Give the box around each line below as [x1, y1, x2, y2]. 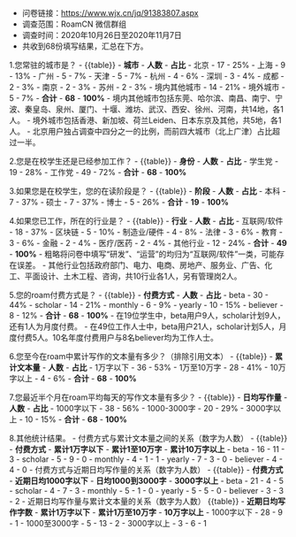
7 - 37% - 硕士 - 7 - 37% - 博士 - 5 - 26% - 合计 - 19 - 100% [9, 197, 230, 207]
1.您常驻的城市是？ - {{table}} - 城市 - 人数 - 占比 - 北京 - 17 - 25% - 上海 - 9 [9, 60, 285, 70]
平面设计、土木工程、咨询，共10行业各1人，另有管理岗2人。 [24, 271, 242, 281]
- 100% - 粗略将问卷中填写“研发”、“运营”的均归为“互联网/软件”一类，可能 [9, 249, 277, 259]
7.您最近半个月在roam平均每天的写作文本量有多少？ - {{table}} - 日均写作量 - [9, 392, 288, 403]
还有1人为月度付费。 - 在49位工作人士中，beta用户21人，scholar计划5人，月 [9, 321, 287, 332]
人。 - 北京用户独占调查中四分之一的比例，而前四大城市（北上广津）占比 [9, 127, 273, 136]
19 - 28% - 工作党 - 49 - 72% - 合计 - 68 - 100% [9, 167, 187, 177]
